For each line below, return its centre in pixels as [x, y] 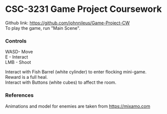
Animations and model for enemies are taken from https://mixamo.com [78, 106]
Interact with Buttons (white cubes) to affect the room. [61, 82]
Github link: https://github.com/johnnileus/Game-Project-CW [68, 23]
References [19, 95]
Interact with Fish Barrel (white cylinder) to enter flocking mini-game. [76, 72]
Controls [16, 41]
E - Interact [17, 57]
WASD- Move [19, 52]
